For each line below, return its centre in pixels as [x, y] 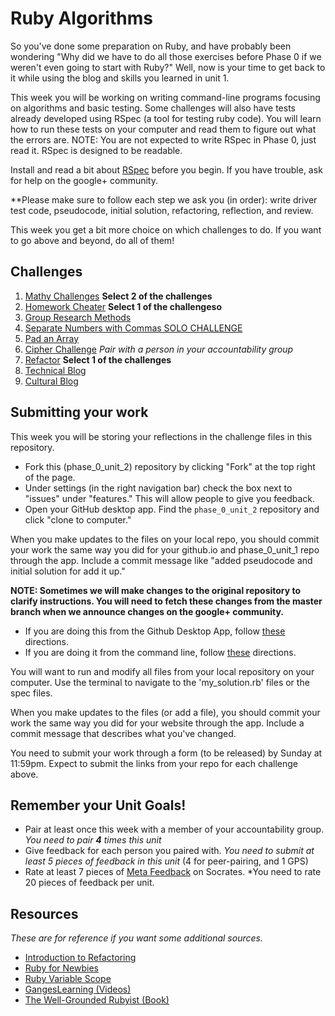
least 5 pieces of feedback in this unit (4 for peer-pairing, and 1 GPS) [166, 861]
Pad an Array [52, 338]
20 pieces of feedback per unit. [89, 883]
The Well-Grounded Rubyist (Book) [97, 1000]
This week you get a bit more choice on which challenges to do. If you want [166, 229]
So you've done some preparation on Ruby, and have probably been [151, 46]
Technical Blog [55, 370]
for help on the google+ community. [84, 180]
